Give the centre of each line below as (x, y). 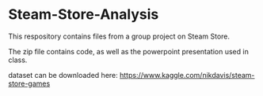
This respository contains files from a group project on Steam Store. (119, 36)
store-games (29, 83)
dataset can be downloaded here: (63, 75)
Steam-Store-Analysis (84, 15)
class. (18, 60)
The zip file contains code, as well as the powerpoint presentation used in (129, 51)
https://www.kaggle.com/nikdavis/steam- (187, 75)
